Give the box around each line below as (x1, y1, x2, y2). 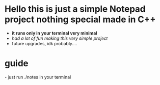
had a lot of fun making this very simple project (11, 35, 108, 41)
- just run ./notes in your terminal (4, 74, 71, 80)
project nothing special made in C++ (4, 14, 156, 25)
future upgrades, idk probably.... (11, 40, 77, 46)
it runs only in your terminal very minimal (11, 30, 98, 36)
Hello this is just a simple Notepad (4, 3, 146, 15)
